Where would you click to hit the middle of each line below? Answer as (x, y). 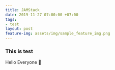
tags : (11, 19)
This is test (19, 51)
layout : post (19, 29)
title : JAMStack (22, 10)
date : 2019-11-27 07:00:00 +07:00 (42, 15)
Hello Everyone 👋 (23, 62)
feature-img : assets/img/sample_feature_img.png (58, 33)
